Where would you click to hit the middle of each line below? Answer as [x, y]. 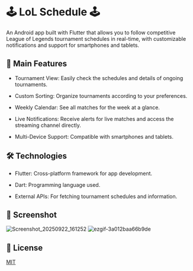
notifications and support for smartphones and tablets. [73, 45]
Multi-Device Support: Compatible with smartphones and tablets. [94, 136]
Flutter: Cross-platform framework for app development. [83, 173]
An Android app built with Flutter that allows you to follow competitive [91, 32]
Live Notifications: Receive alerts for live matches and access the [94, 119]
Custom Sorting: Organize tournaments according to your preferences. [101, 95]
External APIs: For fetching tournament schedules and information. [96, 196]
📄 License [25, 248]
